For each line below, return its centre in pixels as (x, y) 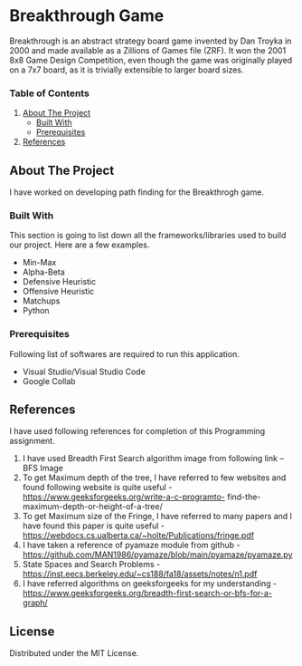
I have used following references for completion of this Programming (137, 431)
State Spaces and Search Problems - (91, 565)
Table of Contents (50, 93)
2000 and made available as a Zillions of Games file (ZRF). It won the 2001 (148, 50)
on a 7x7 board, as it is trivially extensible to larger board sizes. (127, 70)
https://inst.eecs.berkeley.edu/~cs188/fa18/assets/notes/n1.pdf (140, 574)
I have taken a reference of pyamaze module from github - (131, 545)
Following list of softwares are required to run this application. (124, 353)
